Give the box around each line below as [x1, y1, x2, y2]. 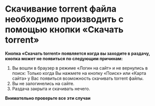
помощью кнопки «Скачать [5, 24, 124, 35]
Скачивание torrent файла [5, 3, 117, 15]
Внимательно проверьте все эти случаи [5, 95, 91, 101]
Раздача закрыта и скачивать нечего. [12, 86, 91, 91]
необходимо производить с [5, 14, 124, 25]
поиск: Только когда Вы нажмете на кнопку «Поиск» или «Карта [12, 70, 146, 76]
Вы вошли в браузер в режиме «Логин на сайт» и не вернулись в [12, 65, 148, 71]
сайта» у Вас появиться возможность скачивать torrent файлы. [12, 75, 144, 81]
